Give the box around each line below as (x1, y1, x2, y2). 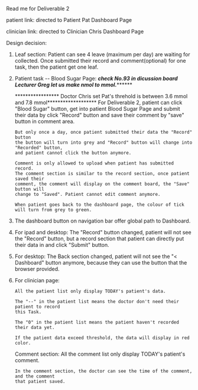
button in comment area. (14, 118, 75, 125)
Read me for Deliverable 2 (6, 5, 70, 12)
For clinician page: (14, 277, 60, 283)
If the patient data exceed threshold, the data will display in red (14, 335, 190, 341)
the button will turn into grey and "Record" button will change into (14, 140, 193, 146)
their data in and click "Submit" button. (14, 241, 109, 248)
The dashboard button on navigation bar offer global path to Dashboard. (14, 217, 191, 224)
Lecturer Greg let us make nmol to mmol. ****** (14, 81, 133, 88)
